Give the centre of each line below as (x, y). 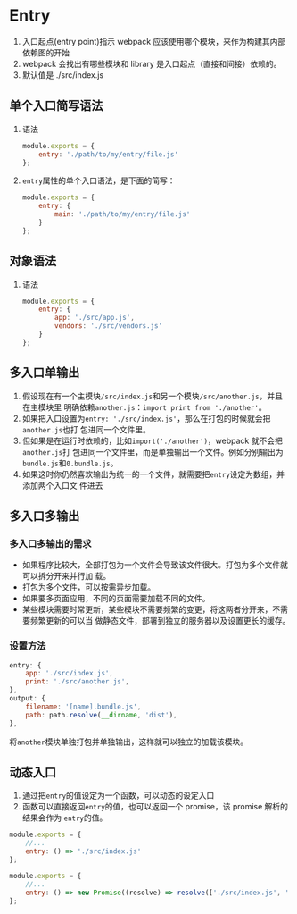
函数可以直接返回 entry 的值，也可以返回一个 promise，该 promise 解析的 (155, 807)
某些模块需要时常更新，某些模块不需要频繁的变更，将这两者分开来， (147, 609)
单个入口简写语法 (56, 106)
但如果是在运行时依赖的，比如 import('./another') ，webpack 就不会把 (152, 440)
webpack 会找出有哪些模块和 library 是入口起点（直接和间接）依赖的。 (152, 63)
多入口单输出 (45, 373)
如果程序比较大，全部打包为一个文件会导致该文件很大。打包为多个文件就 (155, 565)
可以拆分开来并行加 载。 (66, 576)
